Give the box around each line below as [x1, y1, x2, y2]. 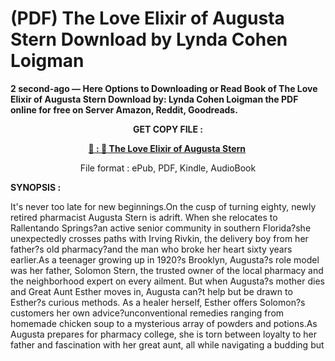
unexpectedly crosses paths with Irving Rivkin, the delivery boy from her [10, 232, 309, 244]
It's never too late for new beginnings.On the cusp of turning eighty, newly [10, 200, 317, 212]
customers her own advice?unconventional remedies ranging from [10, 307, 285, 319]
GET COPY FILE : [133, 123, 203, 135]
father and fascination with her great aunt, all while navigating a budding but [10, 338, 325, 351]
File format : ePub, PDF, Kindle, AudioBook [79, 162, 257, 174]
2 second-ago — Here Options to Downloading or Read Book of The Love [10, 82, 318, 94]
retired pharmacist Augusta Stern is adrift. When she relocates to [10, 211, 278, 223]
